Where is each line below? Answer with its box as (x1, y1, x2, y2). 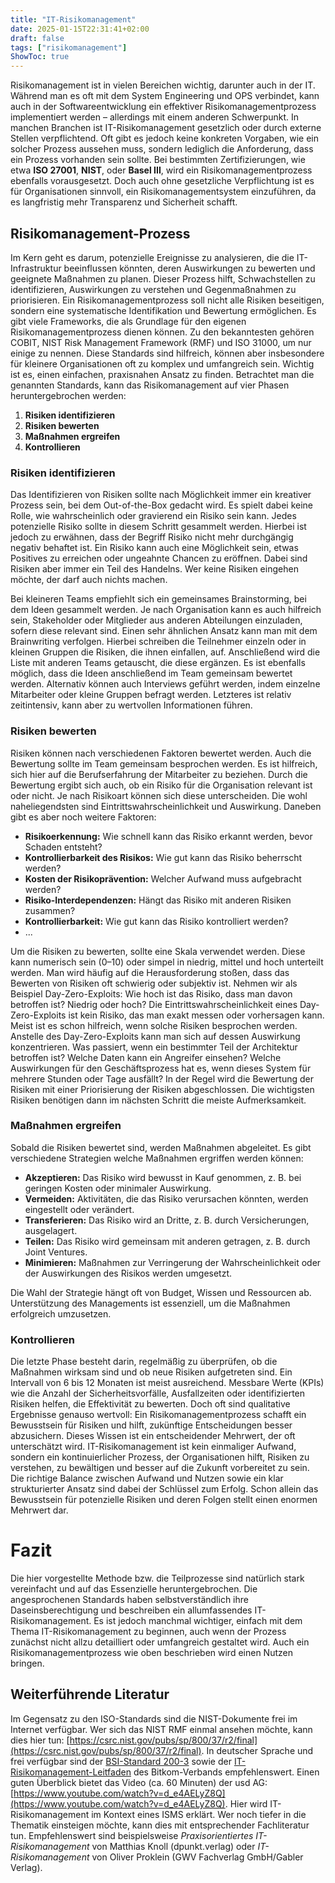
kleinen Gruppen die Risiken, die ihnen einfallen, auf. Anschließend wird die (10, 646, 321, 658)
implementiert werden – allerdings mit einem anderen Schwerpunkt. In (10, 111, 300, 123)
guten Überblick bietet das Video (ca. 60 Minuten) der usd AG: (10, 1776, 268, 1788)
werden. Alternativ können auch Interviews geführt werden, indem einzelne (10, 678, 321, 690)
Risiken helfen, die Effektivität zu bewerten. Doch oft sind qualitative (10, 1398, 291, 1410)
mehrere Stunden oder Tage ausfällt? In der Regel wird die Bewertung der (10, 1072, 315, 1085)
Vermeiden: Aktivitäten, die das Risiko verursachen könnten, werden (24, 1192, 309, 1205)
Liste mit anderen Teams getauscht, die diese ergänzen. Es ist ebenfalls (10, 657, 306, 669)
